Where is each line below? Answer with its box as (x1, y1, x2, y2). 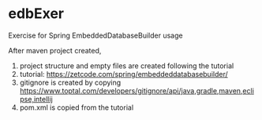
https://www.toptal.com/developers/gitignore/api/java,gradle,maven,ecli (19, 85, 255, 95)
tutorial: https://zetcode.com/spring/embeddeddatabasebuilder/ (19, 69, 229, 78)
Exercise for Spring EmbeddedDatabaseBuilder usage (8, 31, 183, 40)
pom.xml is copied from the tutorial (19, 103, 134, 112)
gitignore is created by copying (19, 78, 122, 87)
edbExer (8, 5, 65, 23)
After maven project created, (8, 45, 102, 55)
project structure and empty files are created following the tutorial (19, 60, 234, 71)
